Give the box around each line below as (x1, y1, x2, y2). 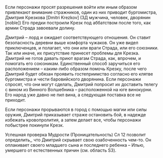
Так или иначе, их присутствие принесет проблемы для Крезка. (5, 50, 140, 56)
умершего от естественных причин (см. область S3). (5, 147, 116, 153)
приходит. (5, 97, 26, 103)
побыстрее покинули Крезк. (5, 122, 64, 128)
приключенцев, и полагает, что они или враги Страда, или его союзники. (5, 45, 159, 51)
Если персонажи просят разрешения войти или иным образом (5, 4, 137, 10)
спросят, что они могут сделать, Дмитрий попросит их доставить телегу (5, 81, 158, 87)
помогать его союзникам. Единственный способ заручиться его (5, 61, 140, 66)
